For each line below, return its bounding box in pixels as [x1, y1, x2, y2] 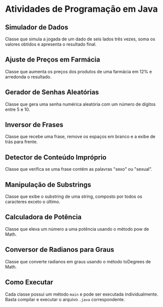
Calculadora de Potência [5, 213, 82, 221]
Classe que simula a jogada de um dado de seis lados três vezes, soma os [5, 36, 156, 42]
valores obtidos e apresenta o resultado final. [5, 41, 97, 47]
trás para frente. [5, 139, 38, 145]
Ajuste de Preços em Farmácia [5, 56, 101, 64]
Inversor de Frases [5, 121, 64, 129]
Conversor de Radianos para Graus [5, 246, 114, 254]
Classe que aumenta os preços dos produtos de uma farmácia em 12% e [5, 68, 152, 74]
